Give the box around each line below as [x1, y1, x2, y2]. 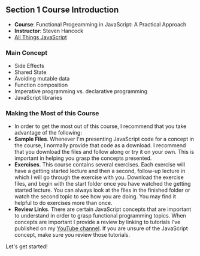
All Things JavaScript [14, 33, 67, 41]
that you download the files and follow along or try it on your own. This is [14, 148, 195, 156]
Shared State [14, 69, 47, 76]
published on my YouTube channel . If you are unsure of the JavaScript [14, 225, 188, 232]
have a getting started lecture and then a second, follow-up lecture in [14, 168, 186, 175]
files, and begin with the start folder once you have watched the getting [14, 180, 191, 187]
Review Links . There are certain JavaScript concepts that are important [14, 206, 192, 213]
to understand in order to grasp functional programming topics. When [14, 212, 186, 219]
